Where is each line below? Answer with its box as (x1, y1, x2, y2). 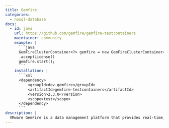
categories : (5, 12, 30, 17)
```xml (18, 73, 33, 78)
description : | (5, 110, 37, 116)
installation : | (14, 69, 49, 74)
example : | (14, 40, 37, 45)
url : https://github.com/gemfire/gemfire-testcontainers (14, 31, 136, 36)
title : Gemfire (5, 7, 37, 13)
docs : (5, 21, 17, 27)
